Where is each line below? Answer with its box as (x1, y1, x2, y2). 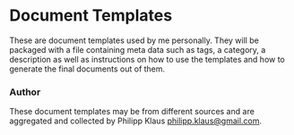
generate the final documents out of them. (9, 63, 166, 74)
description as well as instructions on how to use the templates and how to (9, 54, 285, 64)
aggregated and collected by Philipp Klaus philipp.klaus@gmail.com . (9, 115, 263, 126)
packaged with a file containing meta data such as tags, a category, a (9, 44, 266, 55)
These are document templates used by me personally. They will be (9, 35, 260, 46)
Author (9, 86, 41, 98)
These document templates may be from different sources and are (9, 106, 255, 117)
